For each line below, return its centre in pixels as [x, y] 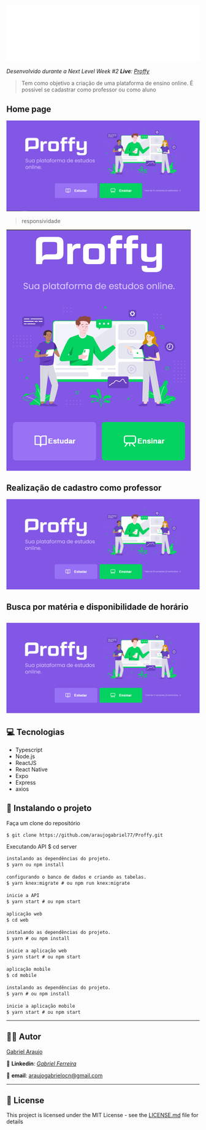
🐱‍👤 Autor [24, 1037]
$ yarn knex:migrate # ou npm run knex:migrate [68, 883]
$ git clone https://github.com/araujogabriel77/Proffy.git [85, 835]
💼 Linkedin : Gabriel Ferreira [41, 1063]
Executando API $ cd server [42, 846]
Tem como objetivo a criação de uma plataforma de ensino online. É [107, 83]
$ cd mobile [21, 975]
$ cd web [17, 920]
